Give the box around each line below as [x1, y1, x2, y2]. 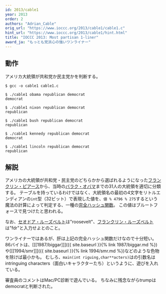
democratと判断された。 [5, 284, 55, 290]
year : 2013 [5, 12, 28, 17]
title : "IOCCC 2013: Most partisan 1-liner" [5, 35, 99, 40]
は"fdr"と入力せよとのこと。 [5, 225, 63, 231]
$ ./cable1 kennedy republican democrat [5, 131, 90, 136]
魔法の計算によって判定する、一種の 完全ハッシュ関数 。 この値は [5, 202, 136, 208]
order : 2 [5, 16, 23, 21]
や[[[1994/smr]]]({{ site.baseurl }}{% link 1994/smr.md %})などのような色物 [5, 248, 160, 254]
